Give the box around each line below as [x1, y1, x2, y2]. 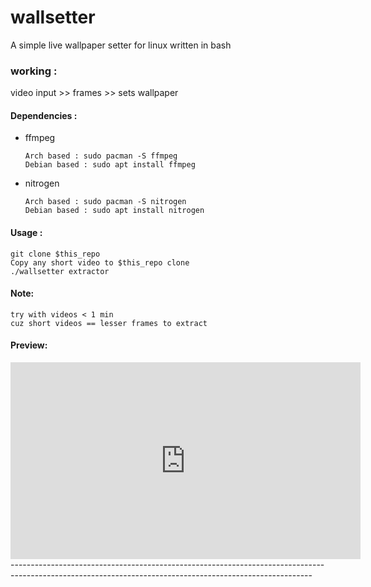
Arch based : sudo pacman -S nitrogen [24, 197, 187, 207]
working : [10, 64, 58, 78]
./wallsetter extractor [10, 266, 110, 276]
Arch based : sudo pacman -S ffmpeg [24, 151, 178, 161]
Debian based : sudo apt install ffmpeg [24, 160, 196, 170]
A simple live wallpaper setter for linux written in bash [10, 39, 232, 51]
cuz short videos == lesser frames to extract [10, 318, 208, 328]
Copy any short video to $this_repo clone [10, 257, 190, 268]
